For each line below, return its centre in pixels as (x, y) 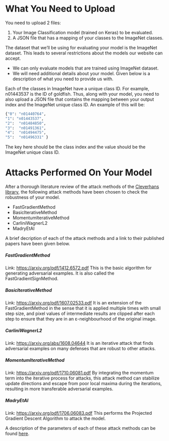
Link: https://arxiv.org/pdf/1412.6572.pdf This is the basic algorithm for (79, 268)
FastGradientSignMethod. (32, 279)
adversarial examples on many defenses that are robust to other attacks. (81, 349)
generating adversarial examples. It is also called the (60, 273)
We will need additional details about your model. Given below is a (81, 73)
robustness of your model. (33, 198)
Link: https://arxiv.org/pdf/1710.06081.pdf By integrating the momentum (79, 373)
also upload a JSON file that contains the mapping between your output (80, 99)
